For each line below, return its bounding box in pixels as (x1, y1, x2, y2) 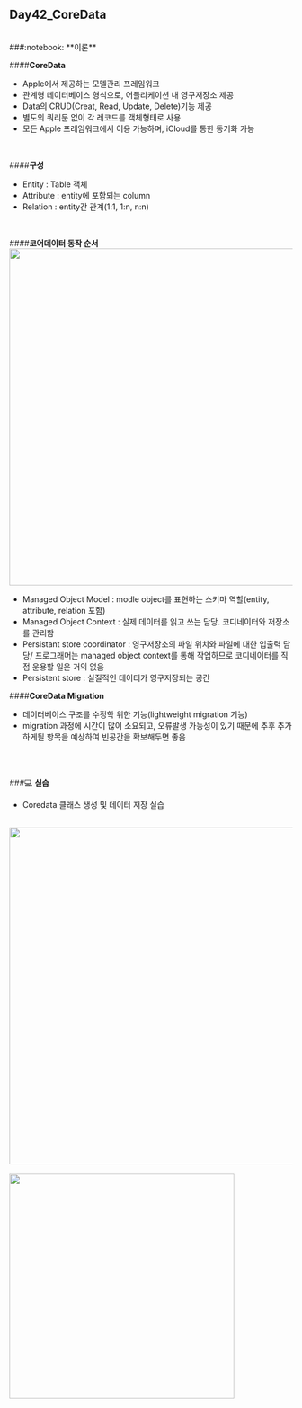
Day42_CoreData (9, 7, 107, 22)
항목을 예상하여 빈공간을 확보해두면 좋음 (46, 731, 186, 742)
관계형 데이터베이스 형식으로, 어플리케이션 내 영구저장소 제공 (22, 89, 235, 100)
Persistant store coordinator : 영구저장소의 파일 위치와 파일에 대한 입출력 (22, 638, 281, 650)
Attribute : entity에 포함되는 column (22, 190, 151, 200)
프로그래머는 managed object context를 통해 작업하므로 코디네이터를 (34, 650, 280, 660)
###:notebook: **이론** (9, 41, 97, 52)
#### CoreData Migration (9, 690, 105, 701)
